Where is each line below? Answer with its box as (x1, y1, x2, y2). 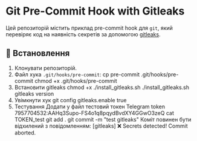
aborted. (14, 129, 36, 136)
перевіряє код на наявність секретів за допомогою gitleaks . (5, 30, 161, 38)
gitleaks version (14, 90, 54, 97)
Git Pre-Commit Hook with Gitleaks (5, 4, 185, 18)
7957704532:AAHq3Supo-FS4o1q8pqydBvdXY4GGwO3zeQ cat (14, 109, 175, 116)
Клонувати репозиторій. (14, 64, 77, 71)
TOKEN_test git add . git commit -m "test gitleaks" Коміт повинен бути (14, 116, 192, 123)
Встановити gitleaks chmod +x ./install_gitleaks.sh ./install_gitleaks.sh (14, 84, 190, 91)
